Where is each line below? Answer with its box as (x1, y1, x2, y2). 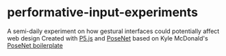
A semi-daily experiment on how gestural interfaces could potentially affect (7, 27, 220, 35)
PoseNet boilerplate (7, 41, 63, 49)
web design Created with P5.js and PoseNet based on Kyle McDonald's (7, 34, 209, 42)
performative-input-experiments (7, 5, 199, 20)
